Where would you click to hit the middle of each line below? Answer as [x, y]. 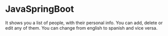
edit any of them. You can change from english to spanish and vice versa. [81, 28]
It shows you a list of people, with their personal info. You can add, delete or [84, 23]
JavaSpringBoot [40, 9]
